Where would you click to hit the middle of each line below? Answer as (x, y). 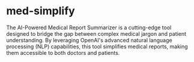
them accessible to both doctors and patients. (63, 52)
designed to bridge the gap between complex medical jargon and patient (96, 33)
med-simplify (41, 11)
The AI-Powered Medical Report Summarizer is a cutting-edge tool (89, 27)
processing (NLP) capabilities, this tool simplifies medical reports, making (97, 46)
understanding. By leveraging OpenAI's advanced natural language (89, 40)
